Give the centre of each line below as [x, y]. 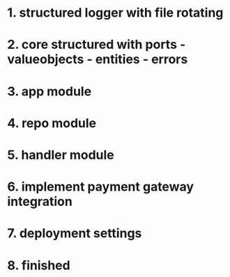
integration [40, 201]
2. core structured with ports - [97, 45]
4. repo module [52, 123]
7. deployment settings [75, 234]
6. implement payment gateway [100, 187]
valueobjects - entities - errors [98, 60]
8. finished [39, 265]
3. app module [49, 91]
